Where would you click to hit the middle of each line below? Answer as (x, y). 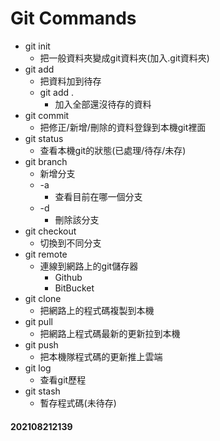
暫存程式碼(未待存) (78, 403)
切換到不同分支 (70, 243)
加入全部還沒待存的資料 (103, 104)
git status (44, 138)
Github (68, 277)
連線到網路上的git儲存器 (89, 266)
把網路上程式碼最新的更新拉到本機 (110, 333)
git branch (46, 161)
